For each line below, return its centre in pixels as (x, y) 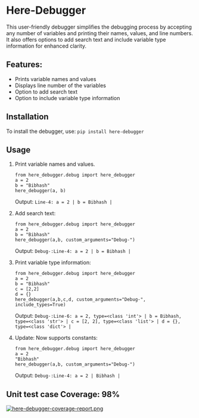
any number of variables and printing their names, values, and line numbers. (100, 33)
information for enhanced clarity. (46, 46)
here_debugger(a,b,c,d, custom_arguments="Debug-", (80, 300)
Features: (24, 65)
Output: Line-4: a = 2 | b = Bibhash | (63, 202)
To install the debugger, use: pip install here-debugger (75, 131)
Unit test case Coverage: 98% (63, 394)
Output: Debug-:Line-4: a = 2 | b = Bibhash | (73, 251)
